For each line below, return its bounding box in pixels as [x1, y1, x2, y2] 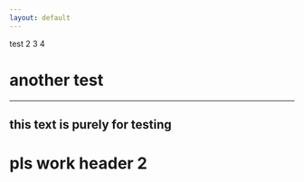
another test [9, 70, 104, 91]
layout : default [9, 13, 71, 23]
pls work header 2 [9, 153, 147, 174]
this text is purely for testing [9, 117, 172, 132]
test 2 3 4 [9, 38, 45, 49]
